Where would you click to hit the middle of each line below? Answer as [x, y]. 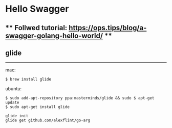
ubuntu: [14, 89]
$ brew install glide [28, 80]
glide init [17, 116]
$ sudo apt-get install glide [38, 107]
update [12, 103]
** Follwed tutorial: [36, 28]
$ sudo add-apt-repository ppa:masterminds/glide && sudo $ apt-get [80, 98]
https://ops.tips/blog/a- [108, 28]
